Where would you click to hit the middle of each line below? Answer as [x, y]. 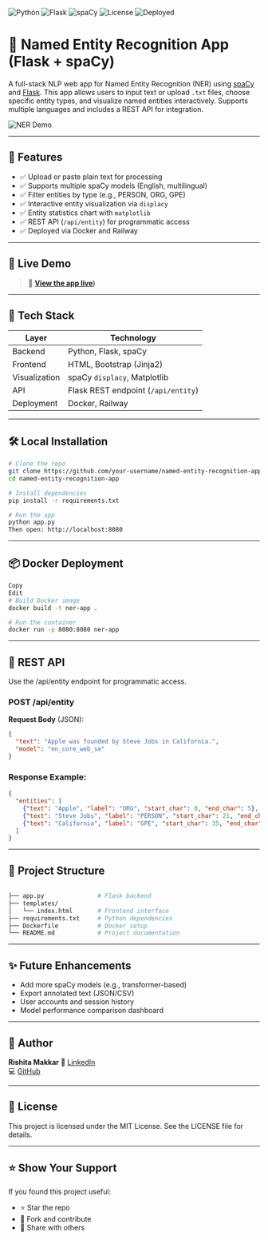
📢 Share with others [52, 1227]
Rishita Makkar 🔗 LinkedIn [52, 1062]
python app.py [32, 522]
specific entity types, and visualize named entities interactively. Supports [128, 101]
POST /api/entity [41, 702]
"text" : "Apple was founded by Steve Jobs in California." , [117, 742]
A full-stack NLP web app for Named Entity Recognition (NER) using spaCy [132, 83]
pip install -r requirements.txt [64, 500]
